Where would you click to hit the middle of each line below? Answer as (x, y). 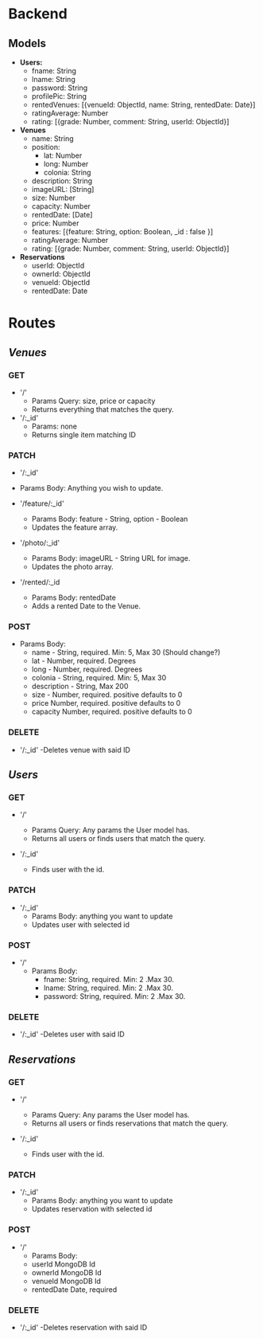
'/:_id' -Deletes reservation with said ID (83, 1327)
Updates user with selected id (80, 924)
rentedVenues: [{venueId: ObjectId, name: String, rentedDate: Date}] (143, 105)
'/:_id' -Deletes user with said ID (72, 1034)
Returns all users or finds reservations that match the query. (130, 1123)
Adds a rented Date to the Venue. (86, 606)
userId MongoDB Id (64, 1264)
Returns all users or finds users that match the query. (119, 839)
